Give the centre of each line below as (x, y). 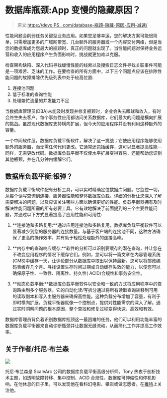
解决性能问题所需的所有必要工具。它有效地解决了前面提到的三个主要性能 (79, 208)
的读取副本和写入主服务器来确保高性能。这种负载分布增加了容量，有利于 (86, 296)
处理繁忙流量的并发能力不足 (41, 100)
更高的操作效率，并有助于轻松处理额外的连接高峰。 (73, 237)
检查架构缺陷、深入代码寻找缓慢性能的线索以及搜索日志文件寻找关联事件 (79, 65)
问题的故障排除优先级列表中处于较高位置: (51, 77)
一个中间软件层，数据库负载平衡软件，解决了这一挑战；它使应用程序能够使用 (83, 140)
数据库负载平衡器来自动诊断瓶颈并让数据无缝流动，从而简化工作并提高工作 (81, 326)
